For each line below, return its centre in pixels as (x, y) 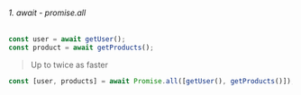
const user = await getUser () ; (67, 39)
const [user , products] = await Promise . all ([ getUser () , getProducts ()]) (150, 81)
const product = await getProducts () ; (81, 48)
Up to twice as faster (69, 65)
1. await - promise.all (47, 13)
